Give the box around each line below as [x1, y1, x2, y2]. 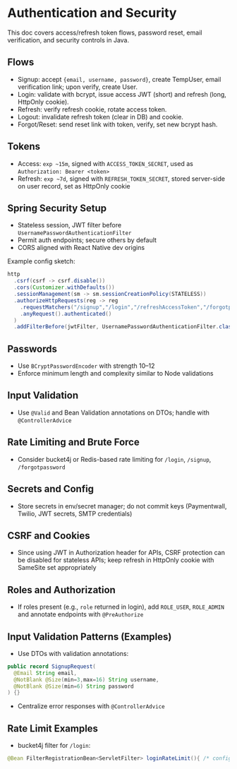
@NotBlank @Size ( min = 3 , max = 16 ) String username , [13, 676, 159, 683]
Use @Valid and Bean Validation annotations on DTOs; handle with [17, 408, 209, 417]
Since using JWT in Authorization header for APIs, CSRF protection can [17, 549, 226, 557]
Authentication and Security [7, 5, 177, 21]
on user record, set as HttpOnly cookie [17, 181, 130, 190]
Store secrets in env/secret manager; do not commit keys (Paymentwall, [17, 501, 227, 510]
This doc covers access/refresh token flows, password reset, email [7, 28, 202, 37]
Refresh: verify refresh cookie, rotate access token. [17, 105, 167, 114]
